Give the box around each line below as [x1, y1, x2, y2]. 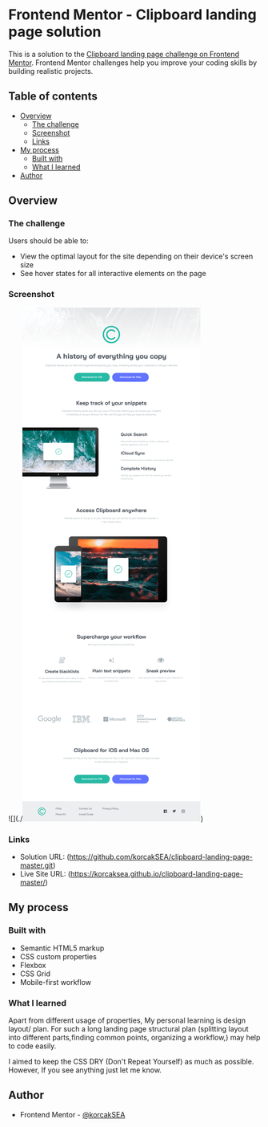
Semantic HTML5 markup [19, 943, 105, 953]
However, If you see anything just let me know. [8, 1065, 162, 1075]
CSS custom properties [19, 951, 98, 961]
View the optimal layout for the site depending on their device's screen [19, 251, 254, 262]
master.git [19, 861, 54, 870]
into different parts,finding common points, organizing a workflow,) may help [8, 1033, 261, 1043]
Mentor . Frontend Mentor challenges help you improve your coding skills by [8, 58, 258, 67]
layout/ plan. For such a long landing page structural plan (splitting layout [8, 1024, 250, 1034]
